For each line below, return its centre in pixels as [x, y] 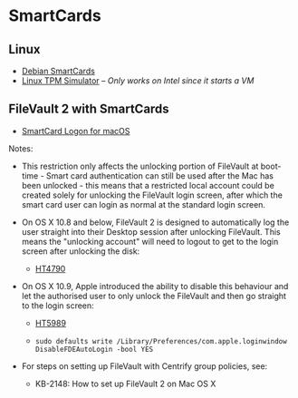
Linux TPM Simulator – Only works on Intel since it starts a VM [138, 81]
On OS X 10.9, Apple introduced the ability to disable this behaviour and [155, 286]
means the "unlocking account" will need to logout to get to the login [150, 241]
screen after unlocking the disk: [81, 251]
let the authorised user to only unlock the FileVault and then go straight [154, 296]
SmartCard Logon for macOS [76, 131]
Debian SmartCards [58, 71]
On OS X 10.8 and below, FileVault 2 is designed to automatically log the [155, 222]
